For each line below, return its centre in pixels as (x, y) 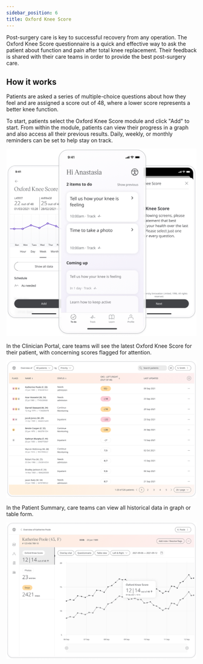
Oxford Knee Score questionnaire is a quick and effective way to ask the (96, 44)
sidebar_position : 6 (32, 13)
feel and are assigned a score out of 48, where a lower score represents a (98, 103)
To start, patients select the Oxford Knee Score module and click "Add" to (98, 121)
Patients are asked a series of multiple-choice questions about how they (96, 96)
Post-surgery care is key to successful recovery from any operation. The (97, 37)
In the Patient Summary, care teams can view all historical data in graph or (99, 507)
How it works (31, 82)
